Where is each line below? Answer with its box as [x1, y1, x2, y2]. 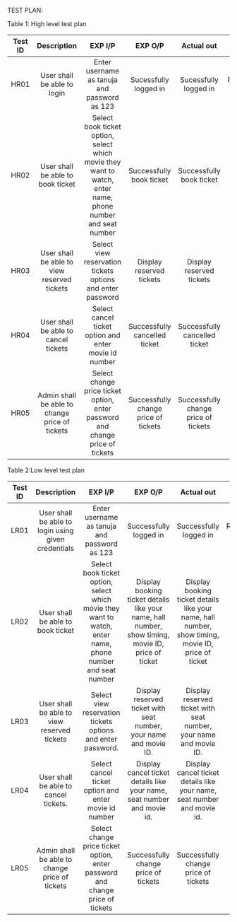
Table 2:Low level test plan [7, 466, 85, 474]
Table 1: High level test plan [7, 20, 87, 28]
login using [37, 526, 74, 535]
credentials [37, 544, 74, 553]
